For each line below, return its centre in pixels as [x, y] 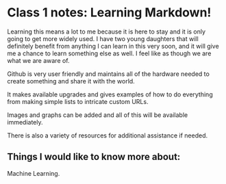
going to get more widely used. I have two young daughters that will [103, 38]
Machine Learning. [34, 173]
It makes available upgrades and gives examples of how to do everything [110, 94]
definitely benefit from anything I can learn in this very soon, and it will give [113, 46]
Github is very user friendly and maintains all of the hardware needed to [109, 74]
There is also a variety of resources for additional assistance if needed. [108, 135]
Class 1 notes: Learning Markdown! [109, 13]
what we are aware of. [38, 60]
